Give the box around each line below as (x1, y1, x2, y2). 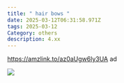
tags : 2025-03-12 (7, 23, 58, 30)
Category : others (7, 29, 58, 37)
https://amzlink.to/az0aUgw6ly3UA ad (7, 55, 117, 63)
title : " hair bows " (7, 10, 70, 17)
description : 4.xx (7, 36, 61, 43)
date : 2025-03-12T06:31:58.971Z (7, 17, 101, 24)
